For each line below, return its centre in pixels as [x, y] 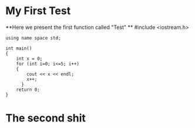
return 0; [28, 90]
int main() [19, 48]
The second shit [46, 118]
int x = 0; [29, 58]
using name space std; [33, 38]
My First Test [38, 11]
